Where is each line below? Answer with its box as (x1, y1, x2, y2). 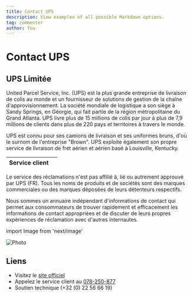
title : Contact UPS (6, 8, 54, 15)
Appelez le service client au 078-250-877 (14, 278, 116, 285)
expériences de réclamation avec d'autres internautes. (6, 216, 138, 223)
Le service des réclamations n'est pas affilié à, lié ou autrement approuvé (6, 173, 184, 180)
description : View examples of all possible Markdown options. (6, 14, 165, 20)
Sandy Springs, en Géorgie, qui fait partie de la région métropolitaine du (6, 108, 181, 115)
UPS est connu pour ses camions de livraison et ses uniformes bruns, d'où (6, 132, 187, 139)
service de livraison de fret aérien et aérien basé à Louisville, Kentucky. (6, 145, 179, 152)
